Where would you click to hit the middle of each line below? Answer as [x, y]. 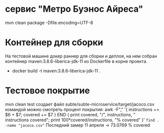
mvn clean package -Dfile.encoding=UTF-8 [49, 23]
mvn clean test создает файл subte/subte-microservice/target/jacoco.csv [80, 104]
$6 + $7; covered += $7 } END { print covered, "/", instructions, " [70, 114]
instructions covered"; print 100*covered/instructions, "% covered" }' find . [82, 120]
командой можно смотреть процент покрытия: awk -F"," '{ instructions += [82, 109]
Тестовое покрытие [47, 91]
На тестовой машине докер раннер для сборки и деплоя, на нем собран [81, 56]
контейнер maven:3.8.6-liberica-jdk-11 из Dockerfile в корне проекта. [76, 61]
